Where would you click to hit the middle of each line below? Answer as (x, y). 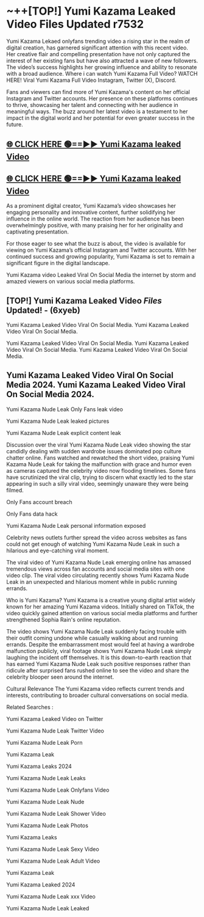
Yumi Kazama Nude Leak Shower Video (56, 813)
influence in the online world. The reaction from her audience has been (95, 219)
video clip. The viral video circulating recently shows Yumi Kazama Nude (98, 575)
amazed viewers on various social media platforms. (71, 282)
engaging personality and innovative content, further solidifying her (91, 213)
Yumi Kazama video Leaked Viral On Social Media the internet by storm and (101, 275)
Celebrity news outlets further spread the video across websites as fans (97, 537)
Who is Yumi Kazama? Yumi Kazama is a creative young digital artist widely (101, 600)
